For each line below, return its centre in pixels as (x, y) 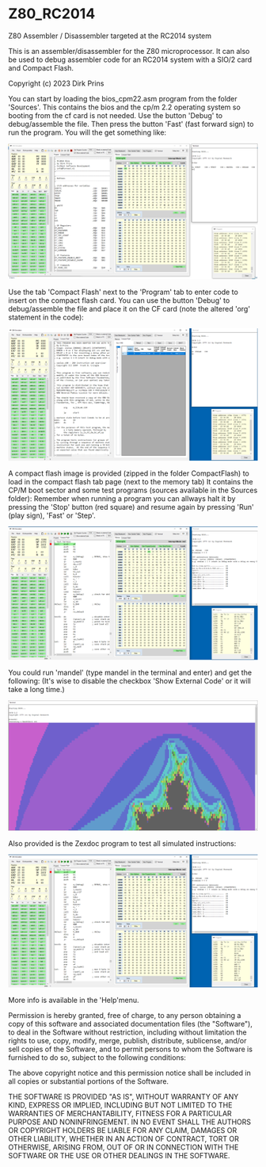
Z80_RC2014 (52, 14)
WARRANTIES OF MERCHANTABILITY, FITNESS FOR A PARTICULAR (120, 1114)
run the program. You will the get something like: (87, 132)
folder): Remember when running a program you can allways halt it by (122, 499)
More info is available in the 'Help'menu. (74, 1001)
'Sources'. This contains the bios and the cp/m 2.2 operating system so (125, 107)
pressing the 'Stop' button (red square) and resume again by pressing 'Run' (131, 507)
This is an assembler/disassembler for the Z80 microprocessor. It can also (129, 51)
